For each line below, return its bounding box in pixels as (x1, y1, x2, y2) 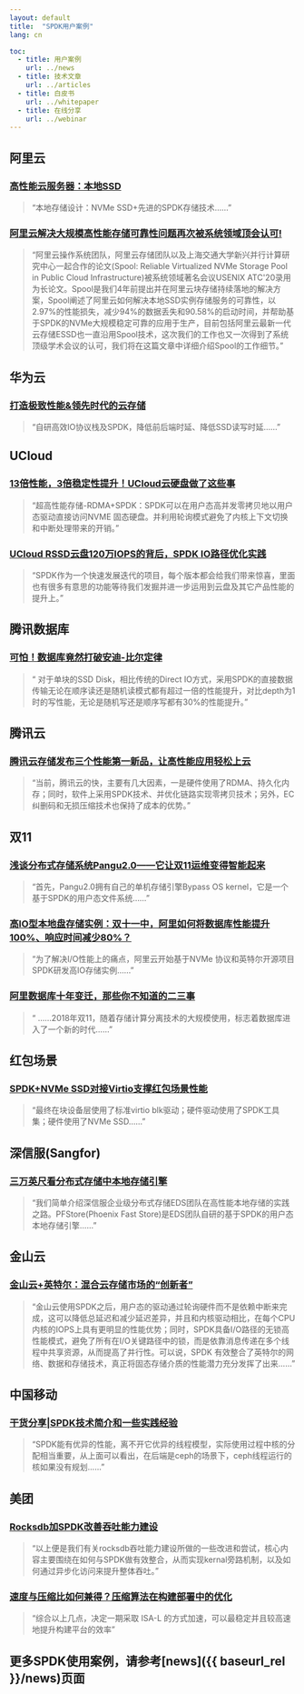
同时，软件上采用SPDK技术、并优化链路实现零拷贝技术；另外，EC (47, 788, 295, 800)
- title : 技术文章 (17, 72, 82, 82)
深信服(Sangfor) (9, 1145, 102, 1160)
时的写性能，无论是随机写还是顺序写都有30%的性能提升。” (31, 697, 249, 707)
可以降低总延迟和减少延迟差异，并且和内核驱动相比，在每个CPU (55, 1312, 296, 1323)
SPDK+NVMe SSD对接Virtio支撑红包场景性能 (9, 1082, 209, 1095)
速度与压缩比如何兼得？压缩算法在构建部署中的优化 (9, 1590, 233, 1603)
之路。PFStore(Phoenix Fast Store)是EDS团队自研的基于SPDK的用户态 (31, 1208, 294, 1219)
